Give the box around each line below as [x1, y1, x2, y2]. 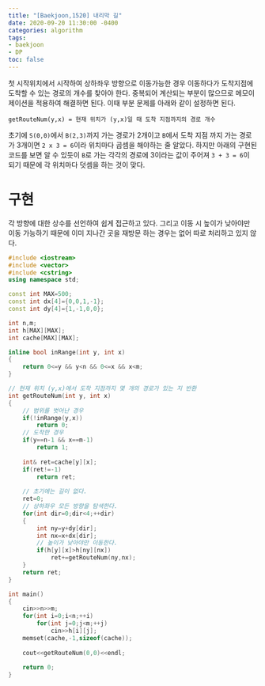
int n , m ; [8, 319, 37, 327]
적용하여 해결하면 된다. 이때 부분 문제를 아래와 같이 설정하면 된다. [35, 98, 236, 108]
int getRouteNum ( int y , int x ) [8, 392, 112, 400]
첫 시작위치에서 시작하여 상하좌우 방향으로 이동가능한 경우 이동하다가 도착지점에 [8, 78, 254, 88]
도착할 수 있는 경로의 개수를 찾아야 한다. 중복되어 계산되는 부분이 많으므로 [8, 88, 234, 97]
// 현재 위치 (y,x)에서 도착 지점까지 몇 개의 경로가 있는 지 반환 [8, 385, 197, 392]
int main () [8, 590, 44, 598]
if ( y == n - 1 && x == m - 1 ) [22, 436, 93, 444]
